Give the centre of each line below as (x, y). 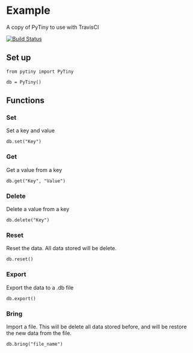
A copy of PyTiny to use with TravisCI (53, 27)
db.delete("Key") (28, 220)
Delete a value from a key (38, 209)
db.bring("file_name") (35, 344)
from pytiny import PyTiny (40, 72)
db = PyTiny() (24, 82)
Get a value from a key (34, 170)
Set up (19, 58)
